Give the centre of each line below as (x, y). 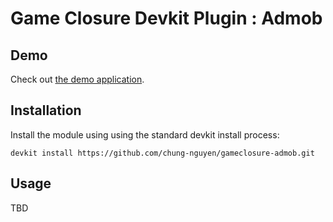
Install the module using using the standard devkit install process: (145, 134)
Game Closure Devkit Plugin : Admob (166, 18)
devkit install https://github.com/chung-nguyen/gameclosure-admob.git (162, 153)
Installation (46, 110)
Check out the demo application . (77, 79)
